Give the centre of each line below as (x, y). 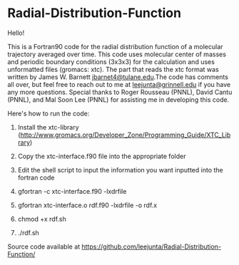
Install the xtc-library (49, 127)
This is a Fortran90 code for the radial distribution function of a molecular (115, 46)
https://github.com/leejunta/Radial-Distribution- (152, 246)
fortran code (36, 177)
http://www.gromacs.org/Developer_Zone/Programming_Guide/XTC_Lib (126, 135)
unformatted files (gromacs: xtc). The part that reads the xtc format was (113, 69)
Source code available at (44, 246)
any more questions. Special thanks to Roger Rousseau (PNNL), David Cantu (120, 92)
